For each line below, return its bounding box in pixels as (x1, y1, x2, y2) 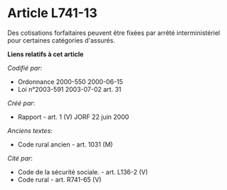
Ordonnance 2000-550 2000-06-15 (17, 77, 123, 86)
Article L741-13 (7, 5, 97, 21)
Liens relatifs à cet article (7, 50, 84, 58)
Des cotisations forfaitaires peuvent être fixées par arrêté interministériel (7, 28, 221, 37)
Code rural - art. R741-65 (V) (17, 175, 102, 184)
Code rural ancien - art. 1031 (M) (17, 140, 113, 149)
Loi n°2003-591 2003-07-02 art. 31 (17, 85, 122, 93)
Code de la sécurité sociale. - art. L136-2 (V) (17, 167, 148, 176)
